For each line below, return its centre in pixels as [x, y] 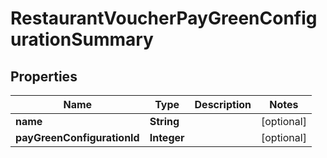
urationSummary [82, 39]
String [164, 121]
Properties [44, 76]
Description [223, 104]
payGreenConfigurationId [77, 137]
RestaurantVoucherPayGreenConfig [164, 18]
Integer [167, 137]
